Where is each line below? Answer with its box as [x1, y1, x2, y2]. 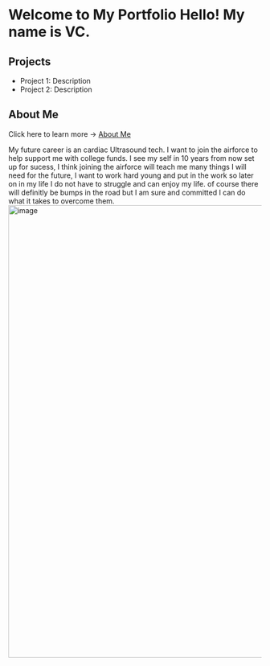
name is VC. [8, 23, 91, 41]
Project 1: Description [19, 76, 91, 85]
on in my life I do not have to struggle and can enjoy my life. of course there [8, 179, 259, 188]
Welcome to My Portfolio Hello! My [8, 6, 245, 24]
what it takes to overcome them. [8, 195, 115, 206]
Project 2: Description [19, 84, 92, 94]
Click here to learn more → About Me [8, 129, 131, 138]
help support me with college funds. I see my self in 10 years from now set [8, 153, 255, 162]
